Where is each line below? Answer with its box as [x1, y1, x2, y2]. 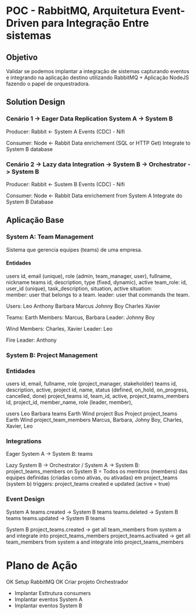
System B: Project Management [6, 351, 98, 359]
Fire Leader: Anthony [6, 336, 57, 343]
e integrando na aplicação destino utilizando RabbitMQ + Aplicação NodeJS [6, 74, 189, 81]
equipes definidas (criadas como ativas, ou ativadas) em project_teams [6, 474, 178, 481]
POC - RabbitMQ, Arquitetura [6, 4, 150, 18]
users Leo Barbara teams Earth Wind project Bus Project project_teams [6, 410, 177, 417]
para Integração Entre [41, 16, 149, 30]
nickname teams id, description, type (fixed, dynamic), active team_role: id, [6, 279, 187, 286]
